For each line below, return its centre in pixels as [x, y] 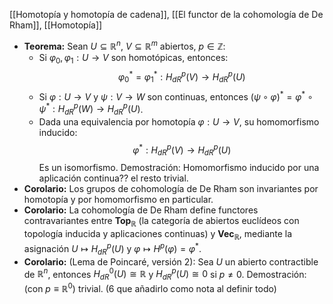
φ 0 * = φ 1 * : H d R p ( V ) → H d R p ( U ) [181, 77]
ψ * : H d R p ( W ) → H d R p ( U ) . [91, 109]
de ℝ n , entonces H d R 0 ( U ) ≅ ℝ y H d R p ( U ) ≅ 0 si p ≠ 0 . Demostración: [165, 274]
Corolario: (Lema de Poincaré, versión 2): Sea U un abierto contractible [171, 261]
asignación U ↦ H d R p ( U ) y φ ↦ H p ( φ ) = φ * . [112, 249]
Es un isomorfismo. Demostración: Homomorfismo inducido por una [179, 168]
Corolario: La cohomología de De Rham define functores [141, 210]
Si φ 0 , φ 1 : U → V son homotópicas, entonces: [133, 58]
